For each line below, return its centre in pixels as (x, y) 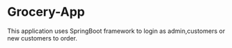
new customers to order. (42, 38)
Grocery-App (46, 12)
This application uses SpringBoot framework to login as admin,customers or (116, 31)
